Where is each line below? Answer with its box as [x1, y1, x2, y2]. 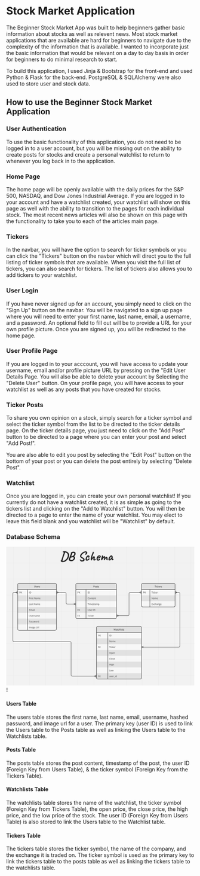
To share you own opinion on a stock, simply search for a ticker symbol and [6, 414, 192, 422]
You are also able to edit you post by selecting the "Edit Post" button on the [6, 451, 192, 459]
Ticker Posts [6, 401, 44, 409]
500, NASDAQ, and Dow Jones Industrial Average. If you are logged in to [6, 192, 185, 199]
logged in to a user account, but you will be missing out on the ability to [6, 145, 182, 152]
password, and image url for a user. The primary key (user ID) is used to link [6, 719, 193, 727]
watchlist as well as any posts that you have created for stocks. [6, 386, 162, 393]
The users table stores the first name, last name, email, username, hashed [6, 713, 189, 721]
